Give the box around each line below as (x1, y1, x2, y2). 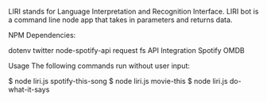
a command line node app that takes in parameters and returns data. (8, 15, 233, 25)
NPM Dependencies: (8, 31, 76, 40)
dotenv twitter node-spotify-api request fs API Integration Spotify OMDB (8, 46, 245, 55)
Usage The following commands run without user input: (8, 61, 191, 70)
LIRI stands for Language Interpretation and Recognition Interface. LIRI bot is (8, 7, 259, 16)
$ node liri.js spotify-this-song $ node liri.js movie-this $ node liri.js (8, 77, 228, 85)
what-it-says (8, 85, 50, 94)
